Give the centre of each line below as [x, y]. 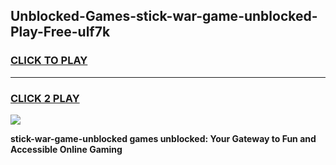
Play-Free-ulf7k [60, 32]
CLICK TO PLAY [49, 61]
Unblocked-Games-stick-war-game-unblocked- [164, 16]
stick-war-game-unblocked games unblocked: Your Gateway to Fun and [163, 138]
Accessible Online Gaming [66, 149]
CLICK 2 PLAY [45, 98]
